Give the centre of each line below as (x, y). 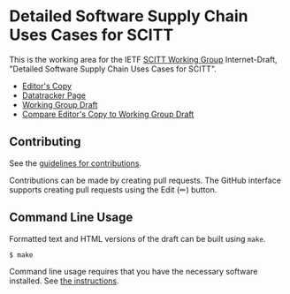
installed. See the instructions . (64, 281)
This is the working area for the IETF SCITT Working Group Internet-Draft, (143, 59)
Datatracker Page (54, 95)
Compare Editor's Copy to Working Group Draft (108, 114)
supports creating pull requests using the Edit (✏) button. (113, 189)
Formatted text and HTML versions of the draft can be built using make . (137, 238)
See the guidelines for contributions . (76, 163)
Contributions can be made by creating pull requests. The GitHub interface (145, 180)
